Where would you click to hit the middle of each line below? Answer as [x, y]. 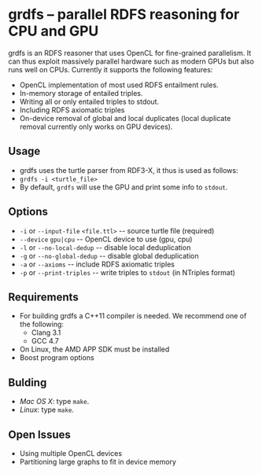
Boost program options [57, 358]
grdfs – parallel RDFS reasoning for [124, 15]
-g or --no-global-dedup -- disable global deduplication [109, 255]
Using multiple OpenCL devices [71, 453]
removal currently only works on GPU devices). [96, 127]
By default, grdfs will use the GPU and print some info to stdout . [124, 187]
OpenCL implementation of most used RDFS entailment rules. [119, 85]
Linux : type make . [47, 410]
